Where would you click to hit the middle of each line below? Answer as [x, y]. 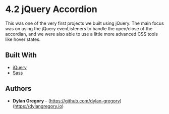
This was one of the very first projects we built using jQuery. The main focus [84, 23]
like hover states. [23, 39]
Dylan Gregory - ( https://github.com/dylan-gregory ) [67, 101]
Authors [18, 89]
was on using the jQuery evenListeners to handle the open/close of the [79, 28]
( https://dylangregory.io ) [38, 106]
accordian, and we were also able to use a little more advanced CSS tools [81, 34]
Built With [21, 55]
